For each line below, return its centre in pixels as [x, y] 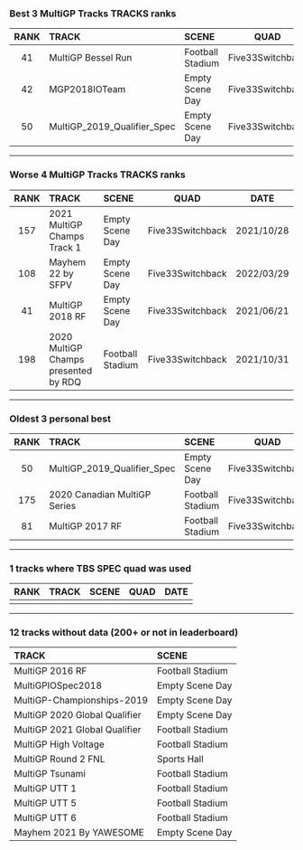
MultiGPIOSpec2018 [58, 685]
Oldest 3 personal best [60, 419]
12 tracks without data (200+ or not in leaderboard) [124, 633]
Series [63, 505]
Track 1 [65, 247]
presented [71, 371]
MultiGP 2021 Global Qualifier [78, 730]
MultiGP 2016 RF [50, 671]
